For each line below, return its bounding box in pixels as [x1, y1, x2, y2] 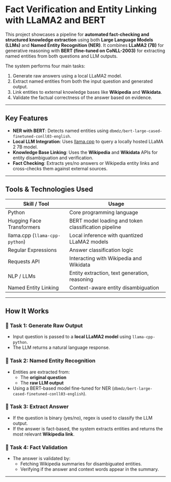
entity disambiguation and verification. [12, 155, 94, 161]
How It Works [5, 307, 49, 315]
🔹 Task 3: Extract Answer [5, 403, 69, 410]
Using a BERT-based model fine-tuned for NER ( [12, 385, 114, 391]
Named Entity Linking [8, 284, 59, 291]
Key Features [5, 114, 48, 123]
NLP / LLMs [8, 272, 36, 280]
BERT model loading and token [69, 217, 143, 224]
